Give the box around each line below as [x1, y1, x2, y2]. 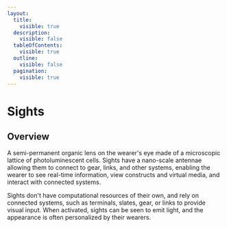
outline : [13, 55, 38, 62]
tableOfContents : [13, 42, 63, 49]
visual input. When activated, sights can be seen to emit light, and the [7, 206, 204, 214]
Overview [7, 130, 50, 142]
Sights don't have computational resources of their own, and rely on [7, 192, 199, 200]
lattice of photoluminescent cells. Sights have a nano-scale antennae [7, 156, 202, 165]
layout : [7, 10, 29, 17]
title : [13, 16, 32, 23]
